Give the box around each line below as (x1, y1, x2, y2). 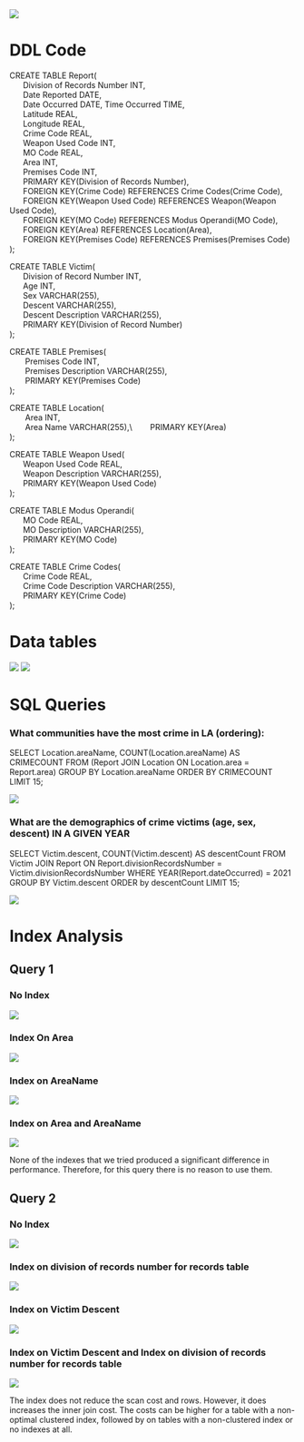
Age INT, (22, 280, 56, 291)
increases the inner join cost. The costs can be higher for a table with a (9, 1405, 275, 1415)
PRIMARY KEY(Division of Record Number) (22, 319, 183, 329)
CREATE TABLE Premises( (9, 346, 107, 357)
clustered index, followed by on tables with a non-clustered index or (39, 1415, 293, 1425)
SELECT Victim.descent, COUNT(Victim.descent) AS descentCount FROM (9, 848, 286, 858)
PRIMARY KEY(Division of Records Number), (22, 176, 190, 187)
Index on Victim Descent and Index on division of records (9, 1346, 266, 1359)
